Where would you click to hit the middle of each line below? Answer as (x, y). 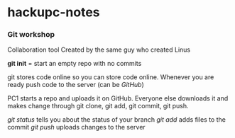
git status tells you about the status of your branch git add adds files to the (116, 120)
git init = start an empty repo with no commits (75, 64)
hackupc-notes (54, 12)
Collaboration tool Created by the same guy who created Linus (99, 50)
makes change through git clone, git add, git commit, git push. (98, 106)
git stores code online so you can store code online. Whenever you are (111, 77)
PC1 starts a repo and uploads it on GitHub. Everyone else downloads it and (118, 98)
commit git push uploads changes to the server (76, 127)
